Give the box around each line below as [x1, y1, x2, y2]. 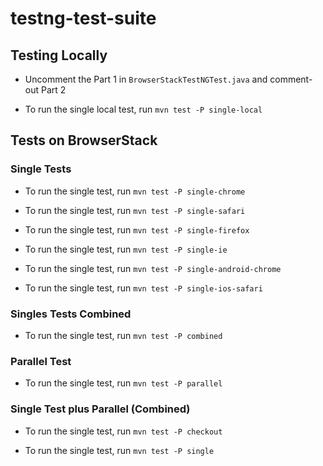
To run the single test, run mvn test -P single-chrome [24, 185, 246, 197]
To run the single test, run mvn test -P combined [24, 329, 223, 341]
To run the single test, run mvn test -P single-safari [24, 204, 246, 216]
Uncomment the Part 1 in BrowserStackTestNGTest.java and [24, 73, 268, 85]
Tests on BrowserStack [10, 132, 158, 149]
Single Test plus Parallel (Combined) [10, 402, 191, 416]
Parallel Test [10, 354, 72, 368]
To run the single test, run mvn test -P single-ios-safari [24, 282, 263, 294]
